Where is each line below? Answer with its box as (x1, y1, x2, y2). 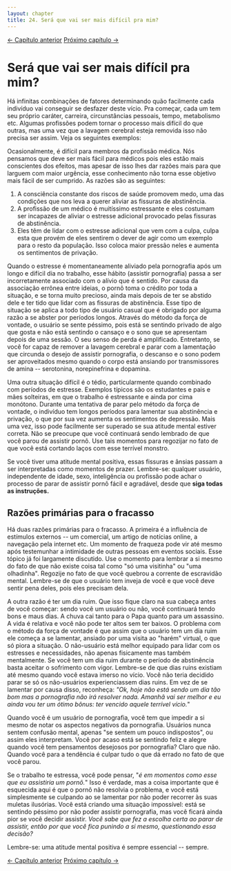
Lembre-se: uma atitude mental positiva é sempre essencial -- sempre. (7, 843, 209, 852)
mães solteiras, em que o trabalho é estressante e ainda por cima (7, 393, 193, 401)
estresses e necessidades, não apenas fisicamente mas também (7, 649, 191, 657)
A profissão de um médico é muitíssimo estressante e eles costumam (17, 204, 215, 213)
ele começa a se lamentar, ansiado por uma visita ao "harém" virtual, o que (7, 634, 221, 642)
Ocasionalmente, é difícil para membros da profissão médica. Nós (7, 147, 195, 155)
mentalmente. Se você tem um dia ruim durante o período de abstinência (7, 656, 214, 664)
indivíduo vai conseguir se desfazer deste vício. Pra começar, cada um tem (7, 104, 221, 113)
